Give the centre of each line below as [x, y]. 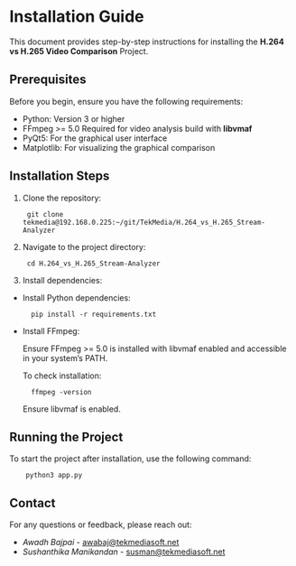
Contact [32, 503]
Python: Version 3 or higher [74, 118]
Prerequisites [48, 80]
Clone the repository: [62, 198]
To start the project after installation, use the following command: [130, 459]
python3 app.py [54, 476]
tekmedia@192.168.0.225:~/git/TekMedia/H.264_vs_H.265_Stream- [144, 222]
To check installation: [62, 376]
